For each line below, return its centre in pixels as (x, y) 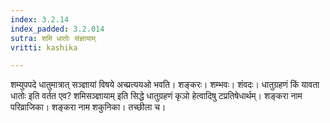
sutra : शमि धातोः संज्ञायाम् (53, 38)
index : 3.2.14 (40, 19)
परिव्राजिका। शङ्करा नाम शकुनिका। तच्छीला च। (88, 107)
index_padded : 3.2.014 (57, 29)
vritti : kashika (44, 47)
